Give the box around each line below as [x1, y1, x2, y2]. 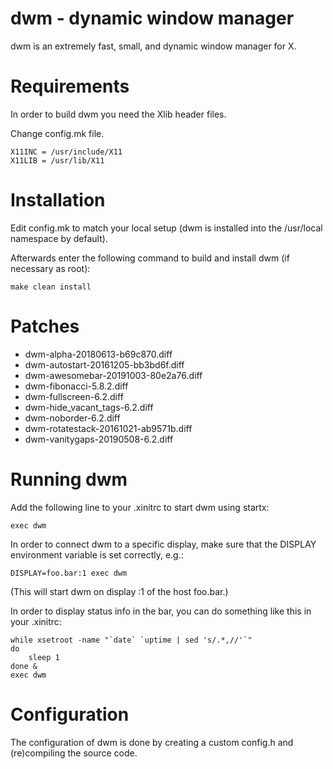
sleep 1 [28, 652, 60, 662]
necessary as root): [10, 262, 91, 274]
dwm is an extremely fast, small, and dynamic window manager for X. [10, 40, 297, 52]
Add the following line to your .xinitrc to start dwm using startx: [10, 501, 270, 513]
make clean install [10, 282, 92, 292]
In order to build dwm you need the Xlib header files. [10, 108, 227, 120]
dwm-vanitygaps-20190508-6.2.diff [24, 433, 174, 445]
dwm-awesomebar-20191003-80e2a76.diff [24, 369, 203, 381]
